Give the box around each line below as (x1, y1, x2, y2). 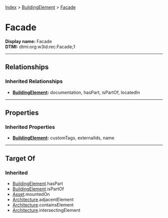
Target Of (5, 154, 35, 162)
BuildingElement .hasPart (12, 180, 63, 186)
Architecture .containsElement (12, 202, 74, 207)
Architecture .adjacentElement (12, 196, 74, 202)
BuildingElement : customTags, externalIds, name (12, 135, 115, 141)
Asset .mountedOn (12, 191, 50, 197)
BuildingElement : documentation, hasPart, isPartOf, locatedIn (12, 89, 140, 95)
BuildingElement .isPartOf (12, 186, 64, 192)
